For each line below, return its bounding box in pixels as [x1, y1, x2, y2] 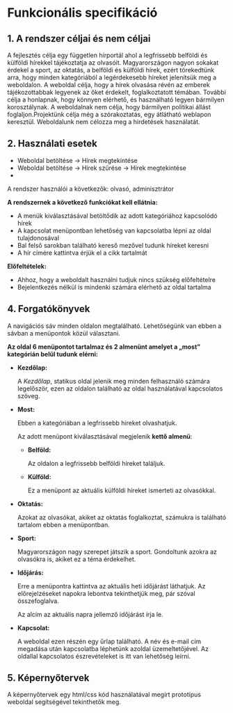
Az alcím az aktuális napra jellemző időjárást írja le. [17, 610, 163, 618]
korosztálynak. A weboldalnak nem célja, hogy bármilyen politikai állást [7, 103, 211, 111]
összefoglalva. [17, 597, 59, 605]
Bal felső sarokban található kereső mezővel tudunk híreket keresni [17, 241, 209, 249]
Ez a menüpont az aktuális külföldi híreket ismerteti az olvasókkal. [27, 486, 216, 494]
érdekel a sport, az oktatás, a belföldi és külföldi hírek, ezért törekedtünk [7, 66, 214, 74]
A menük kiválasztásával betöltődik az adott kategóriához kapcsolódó [17, 211, 218, 220]
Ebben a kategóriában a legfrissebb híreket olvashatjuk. [17, 418, 177, 427]
